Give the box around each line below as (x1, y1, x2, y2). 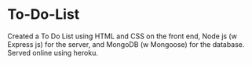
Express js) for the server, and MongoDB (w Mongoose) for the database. (7, 39, 245, 49)
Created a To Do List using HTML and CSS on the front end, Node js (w (7, 31, 237, 41)
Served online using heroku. (7, 48, 99, 57)
